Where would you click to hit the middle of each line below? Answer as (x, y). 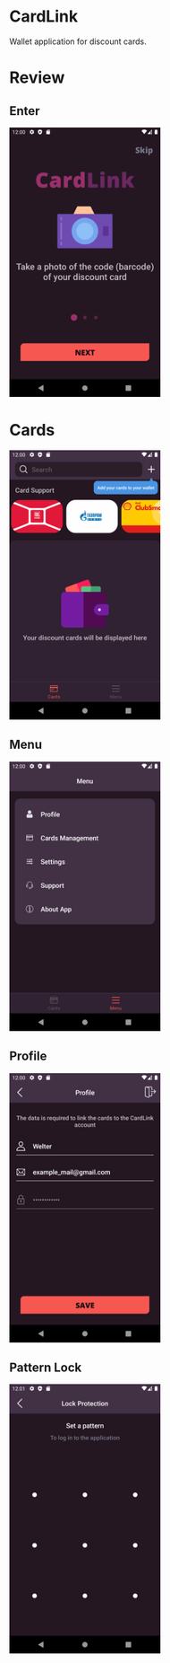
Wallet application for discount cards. (78, 41)
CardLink (44, 17)
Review (37, 78)
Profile (28, 1056)
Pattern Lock (46, 1367)
